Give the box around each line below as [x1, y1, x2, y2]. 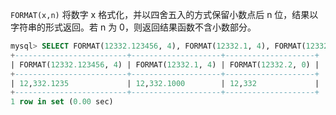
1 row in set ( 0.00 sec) [10, 97, 114, 107]
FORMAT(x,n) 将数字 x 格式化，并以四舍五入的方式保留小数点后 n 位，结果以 [10, 9, 319, 20]
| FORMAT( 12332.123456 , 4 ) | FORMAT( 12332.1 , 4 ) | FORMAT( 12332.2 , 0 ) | [10, 59, 320, 70]
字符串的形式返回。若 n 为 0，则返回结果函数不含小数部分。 [10, 21, 257, 33]
